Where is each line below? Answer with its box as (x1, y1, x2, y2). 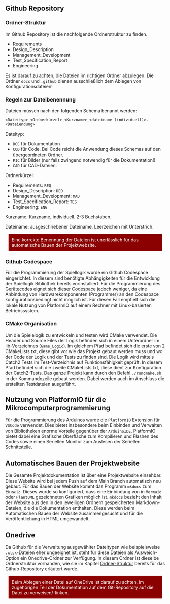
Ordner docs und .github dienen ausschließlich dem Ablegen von (5, 78, 142, 84)
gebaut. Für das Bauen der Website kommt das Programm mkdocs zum (5, 483, 152, 489)
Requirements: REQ (12, 182, 52, 188)
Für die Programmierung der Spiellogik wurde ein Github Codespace (5, 270, 148, 276)
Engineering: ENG (12, 204, 48, 210)
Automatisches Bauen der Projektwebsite (5, 459, 140, 467)
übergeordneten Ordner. (12, 152, 64, 158)
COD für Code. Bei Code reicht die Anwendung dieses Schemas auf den (12, 146, 161, 152)
